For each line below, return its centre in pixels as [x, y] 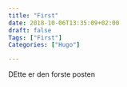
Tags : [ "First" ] [35, 38]
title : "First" [34, 15]
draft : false [30, 30]
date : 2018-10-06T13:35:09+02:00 [64, 23]
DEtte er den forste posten [52, 74]
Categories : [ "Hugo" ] [44, 45]
